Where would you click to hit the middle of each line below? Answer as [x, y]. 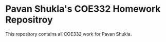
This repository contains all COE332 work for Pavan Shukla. [69, 34]
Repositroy [29, 20]
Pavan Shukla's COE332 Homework [83, 9]
